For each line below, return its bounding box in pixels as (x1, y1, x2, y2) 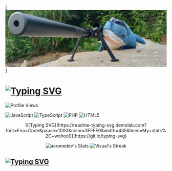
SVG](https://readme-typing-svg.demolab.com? (45, 122, 147, 128)
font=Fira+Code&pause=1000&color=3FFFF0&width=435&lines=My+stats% (6, 127, 166, 133)
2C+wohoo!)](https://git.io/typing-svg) (45, 133, 127, 139)
